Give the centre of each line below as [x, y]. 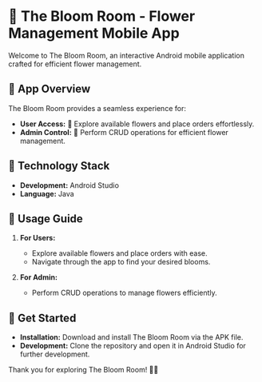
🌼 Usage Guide [46, 219]
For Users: [38, 238]
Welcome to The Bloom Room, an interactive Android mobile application [127, 55]
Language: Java [47, 193]
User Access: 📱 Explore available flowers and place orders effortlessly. [137, 124]
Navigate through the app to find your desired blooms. [121, 262]
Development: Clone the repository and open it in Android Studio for [133, 346]
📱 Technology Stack [59, 166]
